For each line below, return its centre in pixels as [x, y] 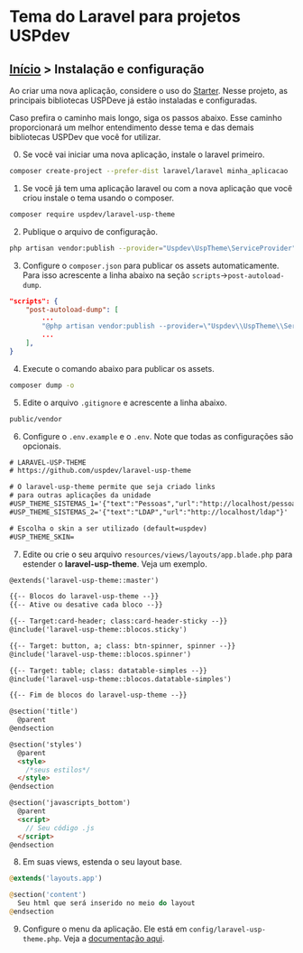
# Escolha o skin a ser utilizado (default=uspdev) [108, 528]
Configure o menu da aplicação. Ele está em [105, 929]
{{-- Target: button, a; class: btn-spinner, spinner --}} [123, 646]
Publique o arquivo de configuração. [90, 231]
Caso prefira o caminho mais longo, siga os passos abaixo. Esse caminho [146, 118]
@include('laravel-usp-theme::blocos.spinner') [101, 654]
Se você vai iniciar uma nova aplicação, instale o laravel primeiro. [143, 154]
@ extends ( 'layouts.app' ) [56, 879]
